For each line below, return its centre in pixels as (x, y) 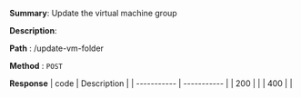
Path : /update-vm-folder (57, 48)
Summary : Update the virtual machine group (93, 13)
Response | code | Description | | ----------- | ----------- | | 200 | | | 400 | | (151, 83)
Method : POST (36, 66)
